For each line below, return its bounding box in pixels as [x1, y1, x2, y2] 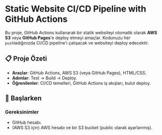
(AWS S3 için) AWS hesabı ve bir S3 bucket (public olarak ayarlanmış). [12, 125, 152, 131]
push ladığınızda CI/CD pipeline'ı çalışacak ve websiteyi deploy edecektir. [5, 40, 149, 45]
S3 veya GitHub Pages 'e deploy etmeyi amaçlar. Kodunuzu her [5, 35, 131, 41]
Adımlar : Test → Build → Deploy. [12, 75, 77, 81]
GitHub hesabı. [12, 120, 42, 125]
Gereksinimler [5, 109, 39, 116]
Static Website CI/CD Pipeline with [5, 3, 147, 15]
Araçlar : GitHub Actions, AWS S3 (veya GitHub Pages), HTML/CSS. [12, 70, 147, 75]
